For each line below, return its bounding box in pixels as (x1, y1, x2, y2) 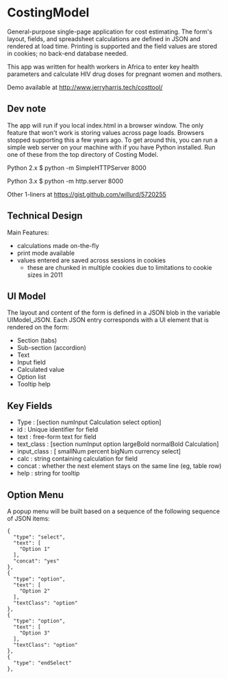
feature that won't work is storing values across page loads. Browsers (7, 128, 204, 136)
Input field (16, 358, 46, 367)
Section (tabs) (16, 336, 58, 345)
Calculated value (16, 365, 65, 374)
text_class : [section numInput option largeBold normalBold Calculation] (16, 440, 219, 448)
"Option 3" (19, 630, 51, 637)
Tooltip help (16, 380, 51, 388)
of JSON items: (7, 515, 50, 522)
